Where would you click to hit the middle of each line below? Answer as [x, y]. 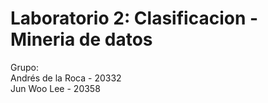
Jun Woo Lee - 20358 [55, 88]
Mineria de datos [81, 39]
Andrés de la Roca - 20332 [66, 78]
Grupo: [24, 67]
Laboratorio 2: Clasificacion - [134, 18]
